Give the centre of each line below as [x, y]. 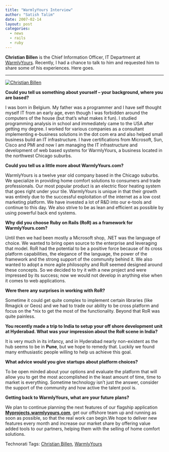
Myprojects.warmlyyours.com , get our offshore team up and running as [81, 413]
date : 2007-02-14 [23, 19]
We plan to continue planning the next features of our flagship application [81, 407]
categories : [18, 29]
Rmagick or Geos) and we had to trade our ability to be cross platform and [82, 306]
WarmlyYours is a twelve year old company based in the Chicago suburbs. [82, 175]
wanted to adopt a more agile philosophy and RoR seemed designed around [84, 264]
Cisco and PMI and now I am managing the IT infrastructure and [71, 145]
